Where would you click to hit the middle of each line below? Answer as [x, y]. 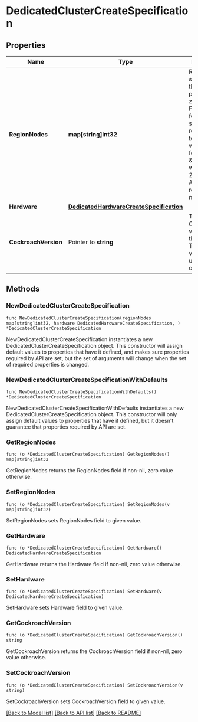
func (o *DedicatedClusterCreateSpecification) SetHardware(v [84, 592]
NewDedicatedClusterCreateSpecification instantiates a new [80, 339]
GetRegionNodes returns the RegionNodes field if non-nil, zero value [90, 471]
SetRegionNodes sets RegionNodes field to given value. [74, 520]
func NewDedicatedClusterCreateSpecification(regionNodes [79, 318]
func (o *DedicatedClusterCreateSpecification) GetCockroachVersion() [95, 635]
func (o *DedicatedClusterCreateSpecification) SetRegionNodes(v [88, 504]
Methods [23, 289]
